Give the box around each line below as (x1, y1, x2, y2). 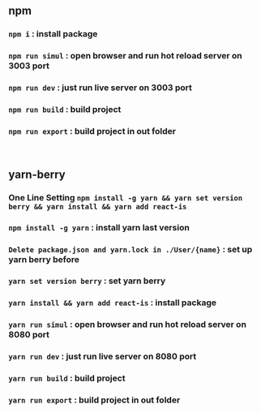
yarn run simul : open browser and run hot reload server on (8, 319, 247, 330)
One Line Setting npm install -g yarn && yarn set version (8, 191, 243, 203)
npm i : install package (8, 28, 98, 40)
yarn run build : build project (8, 372, 126, 384)
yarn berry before (8, 253, 79, 265)
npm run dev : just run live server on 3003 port (8, 82, 192, 93)
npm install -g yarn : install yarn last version (8, 222, 190, 233)
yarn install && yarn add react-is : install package (8, 297, 217, 308)
